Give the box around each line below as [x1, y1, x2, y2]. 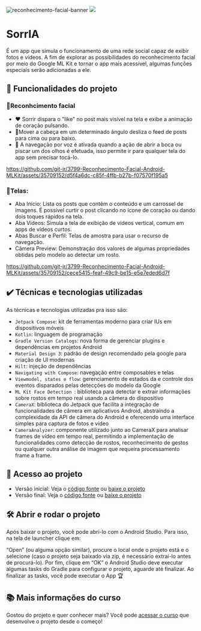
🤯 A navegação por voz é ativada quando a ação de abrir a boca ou [14, 141, 182, 148]
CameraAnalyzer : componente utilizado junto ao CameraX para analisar [14, 426, 189, 433]
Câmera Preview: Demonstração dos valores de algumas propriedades [14, 245, 190, 252]
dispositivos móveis [14, 324, 64, 331]
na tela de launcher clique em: [6, 534, 81, 542]
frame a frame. [14, 452, 52, 459]
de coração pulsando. [14, 122, 70, 129]
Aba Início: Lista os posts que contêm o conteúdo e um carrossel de [14, 200, 184, 207]
